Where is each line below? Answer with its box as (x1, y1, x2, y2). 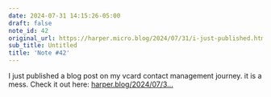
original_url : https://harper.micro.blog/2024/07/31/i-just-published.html (8, 34, 269, 42)
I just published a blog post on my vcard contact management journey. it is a (8, 71, 262, 80)
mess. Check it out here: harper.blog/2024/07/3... (8, 79, 173, 89)
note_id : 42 (8, 26, 48, 34)
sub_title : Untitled (8, 42, 78, 50)
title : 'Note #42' (8, 49, 70, 57)
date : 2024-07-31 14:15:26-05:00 (8, 11, 121, 20)
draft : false (8, 19, 52, 27)
